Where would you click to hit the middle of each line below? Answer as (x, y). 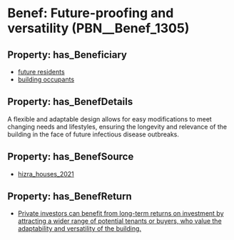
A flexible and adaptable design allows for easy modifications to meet (110, 119)
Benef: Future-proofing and (91, 13)
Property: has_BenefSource (71, 157)
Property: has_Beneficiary (67, 55)
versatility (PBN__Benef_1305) (98, 28)
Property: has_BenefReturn (70, 197)
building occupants (46, 79)
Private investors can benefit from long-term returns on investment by (121, 214)
